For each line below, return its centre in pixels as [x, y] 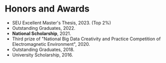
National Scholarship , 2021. [41, 33]
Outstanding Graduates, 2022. [44, 28]
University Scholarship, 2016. [43, 55]
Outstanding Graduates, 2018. [43, 49]
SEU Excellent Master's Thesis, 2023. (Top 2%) [61, 23]
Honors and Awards [47, 9]
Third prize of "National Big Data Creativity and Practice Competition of [86, 39]
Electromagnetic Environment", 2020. [51, 44]
